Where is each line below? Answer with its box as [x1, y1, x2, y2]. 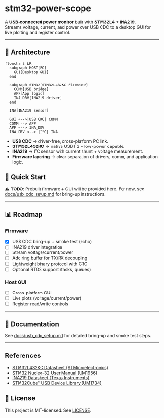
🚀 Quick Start [5, 173, 46, 181]
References [5, 352, 41, 360]
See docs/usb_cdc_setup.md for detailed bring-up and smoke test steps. [5, 333, 152, 338]
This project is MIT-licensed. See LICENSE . [5, 407, 92, 413]
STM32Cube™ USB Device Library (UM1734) [12, 380, 102, 386]
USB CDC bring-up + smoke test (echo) [12, 239, 92, 245]
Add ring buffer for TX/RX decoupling [12, 255, 88, 261]
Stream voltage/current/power [12, 250, 73, 255]
